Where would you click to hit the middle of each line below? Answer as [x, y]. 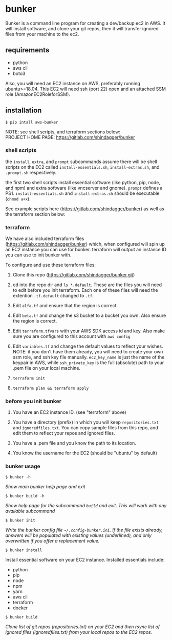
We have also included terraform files [45, 238]
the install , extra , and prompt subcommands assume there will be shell [81, 162]
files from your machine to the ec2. [42, 34]
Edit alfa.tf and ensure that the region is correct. [65, 306]
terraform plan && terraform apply [51, 388]
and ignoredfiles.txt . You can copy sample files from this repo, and [85, 428]
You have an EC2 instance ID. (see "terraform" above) [69, 412]
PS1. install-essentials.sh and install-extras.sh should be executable [82, 193]
